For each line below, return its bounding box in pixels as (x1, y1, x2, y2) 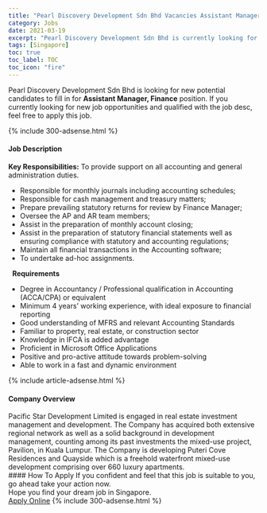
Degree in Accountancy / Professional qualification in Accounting (19, 284, 234, 293)
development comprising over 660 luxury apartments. (8, 462, 185, 472)
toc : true (8, 49, 41, 56)
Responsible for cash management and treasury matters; (19, 194, 207, 204)
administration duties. (8, 170, 79, 180)
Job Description (8, 144, 63, 154)
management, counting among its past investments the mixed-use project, (8, 437, 252, 446)
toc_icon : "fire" (8, 64, 66, 72)
